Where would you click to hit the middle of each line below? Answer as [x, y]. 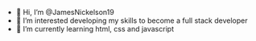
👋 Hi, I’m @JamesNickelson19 [65, 12]
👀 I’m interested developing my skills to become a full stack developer [132, 20]
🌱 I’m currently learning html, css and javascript [95, 29]
